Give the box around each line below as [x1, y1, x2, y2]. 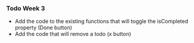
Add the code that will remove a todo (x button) [14, 30, 131, 38]
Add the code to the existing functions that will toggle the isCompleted [14, 18, 189, 25]
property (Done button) [14, 24, 73, 31]
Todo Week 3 [6, 4, 45, 13]
